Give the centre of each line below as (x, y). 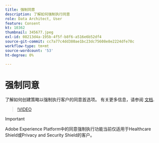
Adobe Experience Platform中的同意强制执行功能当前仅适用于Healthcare (78, 129)
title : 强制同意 (20, 10)
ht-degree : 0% (20, 55)
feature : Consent (23, 23)
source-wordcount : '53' (29, 50)
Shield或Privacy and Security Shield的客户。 (50, 135)
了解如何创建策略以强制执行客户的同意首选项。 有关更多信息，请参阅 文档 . (80, 100)
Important (15, 119)
